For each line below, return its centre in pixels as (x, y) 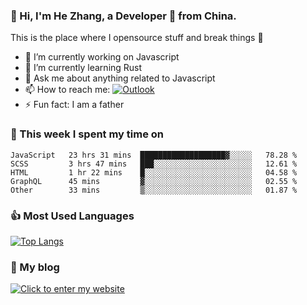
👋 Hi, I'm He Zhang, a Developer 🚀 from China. (123, 16)
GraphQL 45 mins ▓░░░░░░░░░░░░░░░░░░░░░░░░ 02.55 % (154, 181)
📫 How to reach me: (67, 90)
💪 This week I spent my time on (87, 134)
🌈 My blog (35, 267)
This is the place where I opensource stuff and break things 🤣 (137, 38)
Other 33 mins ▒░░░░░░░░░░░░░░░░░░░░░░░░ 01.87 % (154, 190)
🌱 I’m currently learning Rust (83, 68)
